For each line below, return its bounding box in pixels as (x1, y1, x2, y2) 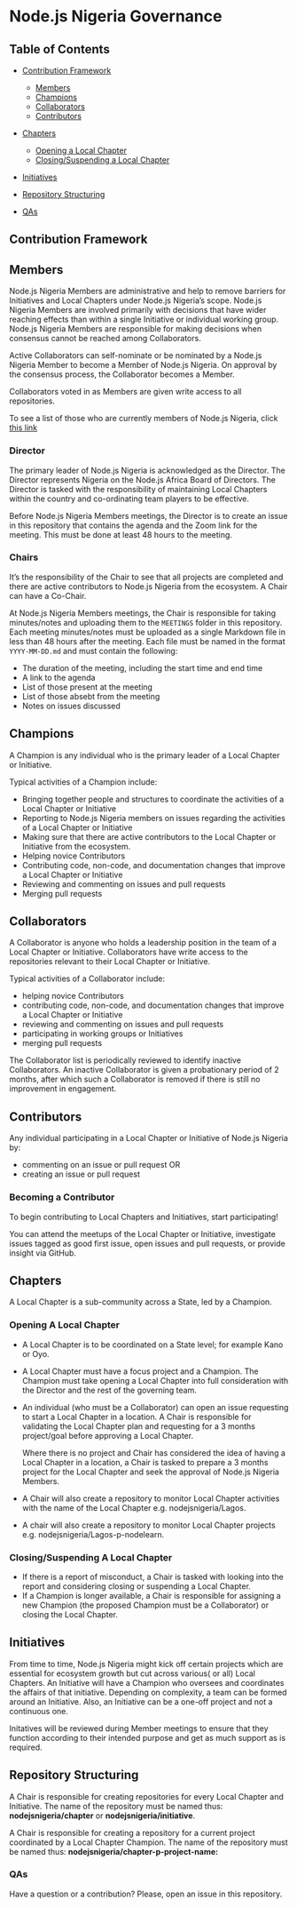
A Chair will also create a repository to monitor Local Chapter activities (21, 1493, 280, 1504)
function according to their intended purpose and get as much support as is (9, 1732, 286, 1743)
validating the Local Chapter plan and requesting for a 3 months (21, 1420, 255, 1432)
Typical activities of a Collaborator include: (9, 973, 166, 984)
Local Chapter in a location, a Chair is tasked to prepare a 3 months (21, 1457, 269, 1467)
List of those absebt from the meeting (21, 691, 160, 701)
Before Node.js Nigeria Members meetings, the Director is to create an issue (9, 510, 288, 521)
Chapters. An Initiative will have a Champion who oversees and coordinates (9, 1677, 285, 1688)
